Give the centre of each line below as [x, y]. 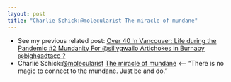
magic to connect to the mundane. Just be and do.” [92, 71]
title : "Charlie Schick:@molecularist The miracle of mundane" [103, 20]
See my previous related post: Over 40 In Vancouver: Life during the [117, 40]
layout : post [27, 14]
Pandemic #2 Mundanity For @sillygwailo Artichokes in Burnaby [111, 48]
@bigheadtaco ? [41, 55]
